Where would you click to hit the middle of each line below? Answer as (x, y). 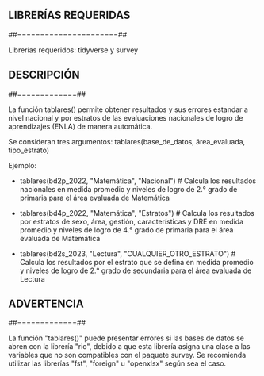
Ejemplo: (23, 165)
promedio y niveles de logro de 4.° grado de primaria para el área (126, 230)
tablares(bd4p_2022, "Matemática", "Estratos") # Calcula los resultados (137, 213)
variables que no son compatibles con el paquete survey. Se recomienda (127, 355)
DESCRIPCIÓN (44, 75)
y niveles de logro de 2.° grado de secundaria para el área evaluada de (136, 270)
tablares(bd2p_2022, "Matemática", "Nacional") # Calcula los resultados (138, 181)
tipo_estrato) (29, 150)
